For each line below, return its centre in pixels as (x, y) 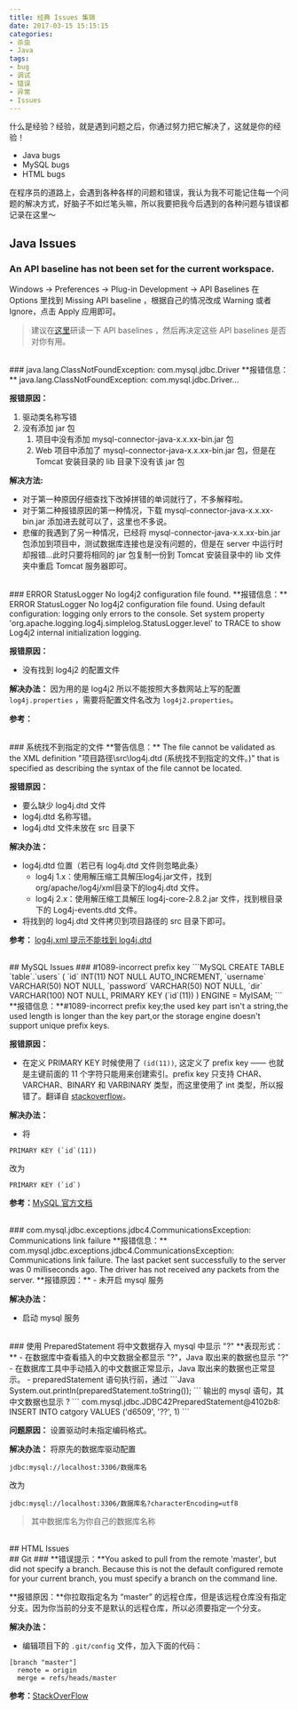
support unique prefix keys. (59, 1026)
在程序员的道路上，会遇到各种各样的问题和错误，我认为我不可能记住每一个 (145, 193)
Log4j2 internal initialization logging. (75, 633)
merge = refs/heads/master (67, 1678)
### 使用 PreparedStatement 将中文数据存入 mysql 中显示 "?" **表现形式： (146, 1346)
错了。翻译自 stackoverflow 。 (76, 1096)
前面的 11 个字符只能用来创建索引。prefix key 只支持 (140, 1074)
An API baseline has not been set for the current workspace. (142, 269)
